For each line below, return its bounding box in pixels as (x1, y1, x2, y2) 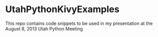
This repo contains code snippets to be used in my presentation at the (5, 20, 153, 26)
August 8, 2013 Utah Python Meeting (5, 25, 83, 31)
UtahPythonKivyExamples (5, 4, 120, 15)
